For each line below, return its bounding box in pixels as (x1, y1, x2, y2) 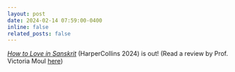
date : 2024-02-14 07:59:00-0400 (7, 17, 102, 24)
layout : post (7, 10, 46, 18)
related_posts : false (7, 30, 71, 37)
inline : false (7, 23, 49, 30)
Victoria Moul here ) (7, 57, 64, 66)
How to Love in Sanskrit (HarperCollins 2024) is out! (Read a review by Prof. (7, 49, 228, 58)
